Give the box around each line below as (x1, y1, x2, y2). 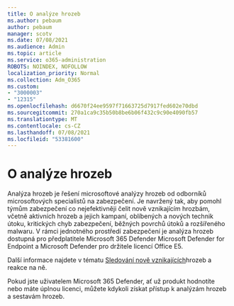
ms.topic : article (7, 50, 62, 57)
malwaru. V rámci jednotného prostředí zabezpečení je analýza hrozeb (7, 227, 214, 236)
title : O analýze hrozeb (7, 10, 81, 18)
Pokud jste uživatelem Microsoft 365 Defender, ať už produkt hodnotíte (7, 277, 215, 285)
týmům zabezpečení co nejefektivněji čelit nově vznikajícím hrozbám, (7, 205, 211, 213)
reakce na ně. (7, 263, 48, 272)
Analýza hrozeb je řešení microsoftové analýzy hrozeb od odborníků (7, 189, 207, 198)
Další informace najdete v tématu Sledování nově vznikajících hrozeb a (7, 256, 212, 264)
